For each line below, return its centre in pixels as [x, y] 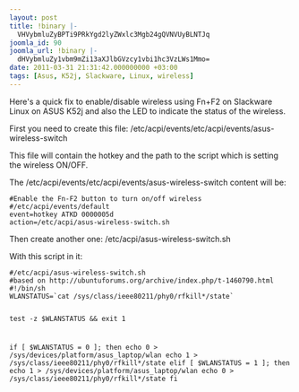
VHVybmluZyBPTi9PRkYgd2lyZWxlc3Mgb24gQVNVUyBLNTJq [114, 34]
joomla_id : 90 [36, 43]
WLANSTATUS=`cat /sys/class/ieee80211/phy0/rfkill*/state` [122, 296]
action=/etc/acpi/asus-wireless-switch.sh [90, 222]
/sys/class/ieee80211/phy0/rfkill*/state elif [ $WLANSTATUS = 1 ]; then [150, 363]
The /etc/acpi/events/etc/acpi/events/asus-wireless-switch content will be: [148, 182]
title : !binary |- [43, 26]
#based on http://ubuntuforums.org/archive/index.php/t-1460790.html [142, 280]
